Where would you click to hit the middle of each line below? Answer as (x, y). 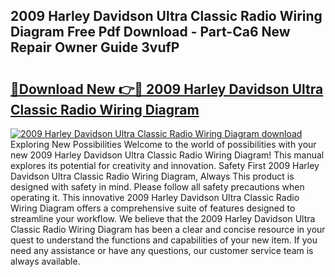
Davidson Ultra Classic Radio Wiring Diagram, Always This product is (152, 176)
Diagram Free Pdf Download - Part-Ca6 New (150, 32)
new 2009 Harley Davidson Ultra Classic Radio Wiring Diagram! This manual (167, 155)
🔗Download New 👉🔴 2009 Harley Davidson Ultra (167, 89)
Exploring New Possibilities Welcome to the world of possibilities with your (163, 144)
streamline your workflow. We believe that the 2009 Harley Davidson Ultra (163, 218)
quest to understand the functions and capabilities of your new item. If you (164, 240)
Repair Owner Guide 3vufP (95, 47)
